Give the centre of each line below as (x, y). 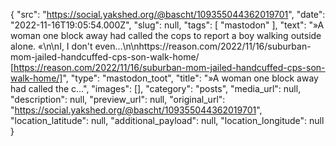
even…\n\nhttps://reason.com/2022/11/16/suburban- (203, 46)
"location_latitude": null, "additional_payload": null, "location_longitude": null (167, 120)
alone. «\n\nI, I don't (51, 46)
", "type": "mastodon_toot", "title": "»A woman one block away (190, 78)
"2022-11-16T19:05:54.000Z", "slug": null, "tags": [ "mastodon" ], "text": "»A (167, 25)
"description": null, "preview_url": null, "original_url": (118, 99)
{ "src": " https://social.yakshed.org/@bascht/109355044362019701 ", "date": (168, 14)
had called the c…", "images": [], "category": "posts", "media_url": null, (156, 88)
